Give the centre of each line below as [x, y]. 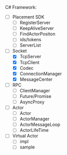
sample [27, 147]
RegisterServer [35, 23]
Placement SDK [28, 17]
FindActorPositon [37, 34]
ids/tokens [31, 40]
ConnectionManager [41, 73]
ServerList [30, 45]
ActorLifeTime [34, 130]
